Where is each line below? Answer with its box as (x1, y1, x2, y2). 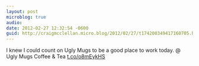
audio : (6, 19, 23, 25)
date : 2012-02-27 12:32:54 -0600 (6, 25, 89, 31)
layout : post (6, 8, 38, 15)
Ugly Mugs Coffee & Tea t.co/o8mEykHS (6, 53, 105, 60)
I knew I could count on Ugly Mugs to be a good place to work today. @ (6, 47, 181, 54)
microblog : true (6, 14, 46, 20)
